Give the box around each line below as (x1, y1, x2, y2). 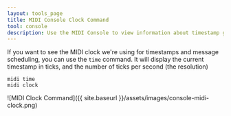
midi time (7, 76, 36, 83)
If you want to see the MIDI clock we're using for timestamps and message (7, 48, 219, 56)
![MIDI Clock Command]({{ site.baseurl (7, 94, 118, 102)
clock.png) (7, 101, 38, 110)
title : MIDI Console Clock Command (7, 16, 109, 23)
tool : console (7, 23, 48, 30)
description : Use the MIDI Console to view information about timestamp (7, 29, 220, 36)
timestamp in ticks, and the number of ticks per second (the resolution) (7, 62, 208, 71)
